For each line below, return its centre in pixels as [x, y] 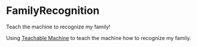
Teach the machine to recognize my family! [58, 27]
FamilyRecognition [53, 11]
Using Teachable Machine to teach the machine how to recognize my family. [98, 38]
